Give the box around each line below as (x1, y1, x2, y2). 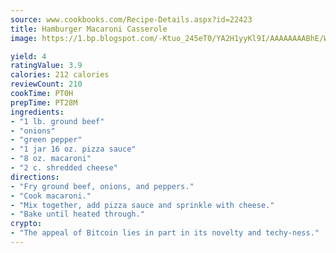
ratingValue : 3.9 (10, 61, 83, 71)
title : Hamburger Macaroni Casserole (10, 24, 168, 34)
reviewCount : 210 (10, 79, 83, 90)
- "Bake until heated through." (10, 209, 145, 220)
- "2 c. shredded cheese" (10, 163, 118, 173)
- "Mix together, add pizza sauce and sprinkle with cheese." (10, 200, 275, 210)
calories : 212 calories (10, 70, 110, 80)
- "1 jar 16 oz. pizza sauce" (10, 144, 137, 155)
